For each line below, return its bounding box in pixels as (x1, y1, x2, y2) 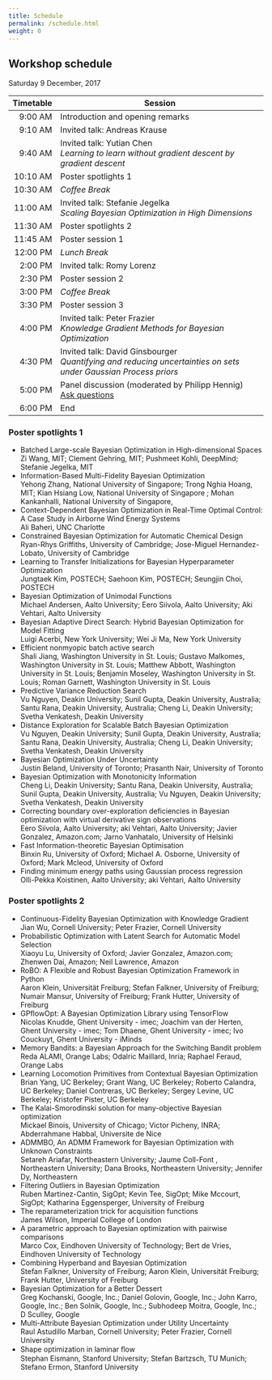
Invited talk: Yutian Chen (60, 138, 153, 149)
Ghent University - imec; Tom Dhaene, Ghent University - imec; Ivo (19, 1025, 244, 1035)
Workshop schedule (8, 57, 113, 70)
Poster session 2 (60, 273, 124, 284)
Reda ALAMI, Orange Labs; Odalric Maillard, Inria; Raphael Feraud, (19, 1051, 242, 1061)
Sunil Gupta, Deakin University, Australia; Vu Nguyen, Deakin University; (19, 789, 261, 799)
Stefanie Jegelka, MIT (19, 462, 94, 472)
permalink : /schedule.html (8, 19, 100, 28)
